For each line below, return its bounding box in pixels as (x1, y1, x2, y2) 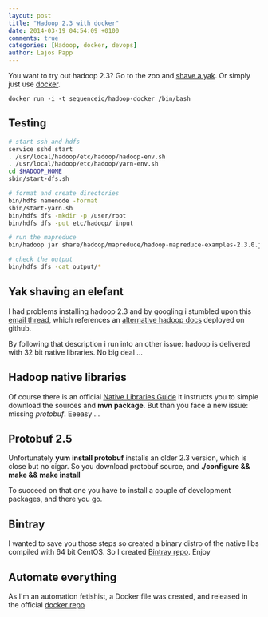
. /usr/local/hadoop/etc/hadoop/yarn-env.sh (8, 160, 159, 168)
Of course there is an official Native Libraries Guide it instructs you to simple (8, 391, 259, 401)
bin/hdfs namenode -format (8, 197, 98, 205)
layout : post (8, 11, 52, 20)
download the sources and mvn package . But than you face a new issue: (8, 400, 249, 410)
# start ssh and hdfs (8, 138, 81, 146)
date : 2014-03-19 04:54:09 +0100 (8, 26, 120, 34)
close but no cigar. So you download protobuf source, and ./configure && (8, 462, 250, 471)
